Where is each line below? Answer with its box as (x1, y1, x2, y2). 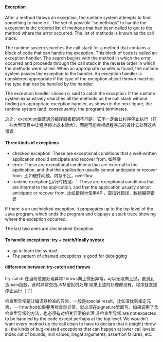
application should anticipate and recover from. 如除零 (12, 156, 121, 162)
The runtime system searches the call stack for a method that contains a (5, 45, 150, 51)
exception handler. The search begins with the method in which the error (5, 55, 151, 61)
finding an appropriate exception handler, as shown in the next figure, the (5, 101, 152, 107)
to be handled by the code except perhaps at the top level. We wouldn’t (5, 316, 148, 322)
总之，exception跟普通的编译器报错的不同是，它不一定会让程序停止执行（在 (5, 116, 157, 122)
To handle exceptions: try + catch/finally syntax (5, 237, 105, 243)
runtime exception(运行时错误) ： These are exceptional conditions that (12, 179, 155, 185)
